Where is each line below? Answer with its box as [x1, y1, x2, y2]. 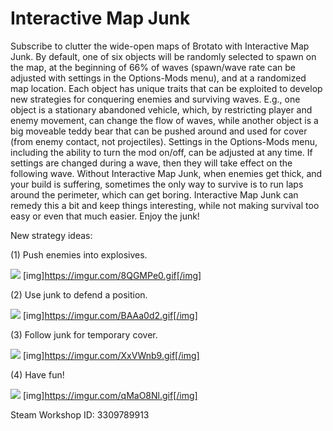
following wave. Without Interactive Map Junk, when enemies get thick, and [10, 167, 323, 179]
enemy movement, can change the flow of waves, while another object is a [10, 114, 319, 126]
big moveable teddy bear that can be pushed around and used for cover [10, 125, 308, 137]
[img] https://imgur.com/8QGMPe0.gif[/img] [22, 269, 202, 281]
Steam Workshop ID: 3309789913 [10, 408, 150, 421]
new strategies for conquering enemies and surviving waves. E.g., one [10, 93, 301, 105]
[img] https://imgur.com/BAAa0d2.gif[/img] [22, 309, 198, 321]
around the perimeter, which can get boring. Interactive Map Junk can [10, 188, 299, 201]
